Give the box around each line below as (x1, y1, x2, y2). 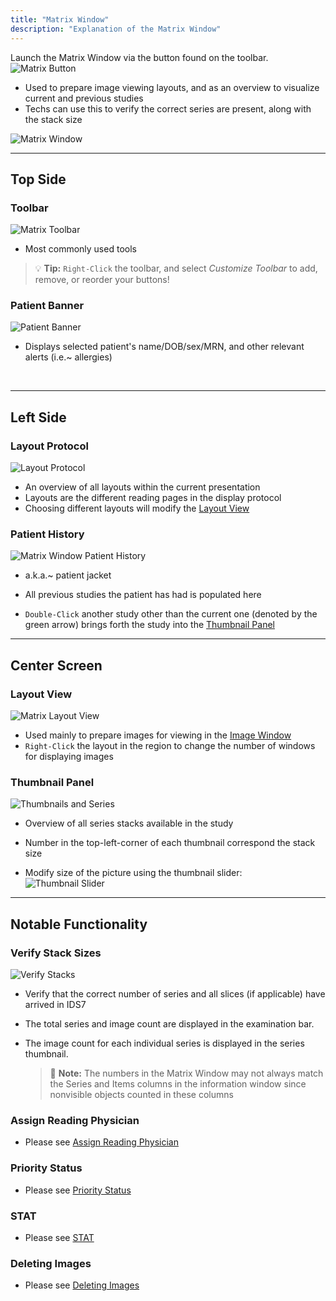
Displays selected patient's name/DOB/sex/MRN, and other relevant (24, 341, 305, 353)
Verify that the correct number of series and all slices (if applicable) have (24, 988, 326, 1000)
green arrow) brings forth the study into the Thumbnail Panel (24, 619, 275, 631)
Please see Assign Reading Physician (24, 1136, 179, 1148)
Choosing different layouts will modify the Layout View (24, 502, 250, 515)
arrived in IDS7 (24, 999, 87, 1011)
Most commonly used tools (24, 243, 137, 255)
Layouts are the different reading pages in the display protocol (24, 492, 282, 504)
